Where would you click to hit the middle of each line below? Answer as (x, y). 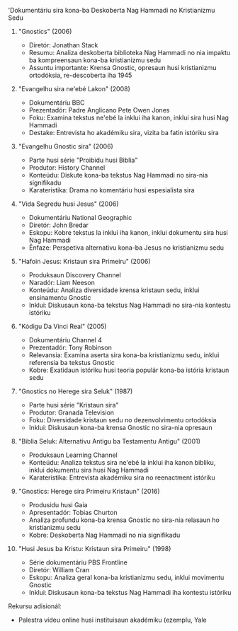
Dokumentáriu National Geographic (80, 218)
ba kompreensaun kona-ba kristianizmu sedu (95, 60)
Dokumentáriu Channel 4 (65, 340)
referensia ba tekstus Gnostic (72, 363)
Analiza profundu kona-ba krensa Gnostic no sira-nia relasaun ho (124, 520)
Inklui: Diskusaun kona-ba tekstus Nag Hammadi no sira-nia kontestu (130, 305)
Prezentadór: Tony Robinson (70, 347)
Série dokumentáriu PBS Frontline (78, 562)
